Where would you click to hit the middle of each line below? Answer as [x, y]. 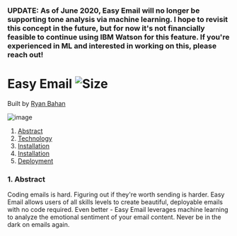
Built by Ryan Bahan [36, 103]
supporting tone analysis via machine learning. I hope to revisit [118, 19]
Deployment [35, 160]
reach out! [25, 54]
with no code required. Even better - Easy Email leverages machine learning [118, 210]
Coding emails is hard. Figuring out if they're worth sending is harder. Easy [116, 195]
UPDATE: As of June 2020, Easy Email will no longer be [104, 11]
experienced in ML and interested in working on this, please [112, 46]
